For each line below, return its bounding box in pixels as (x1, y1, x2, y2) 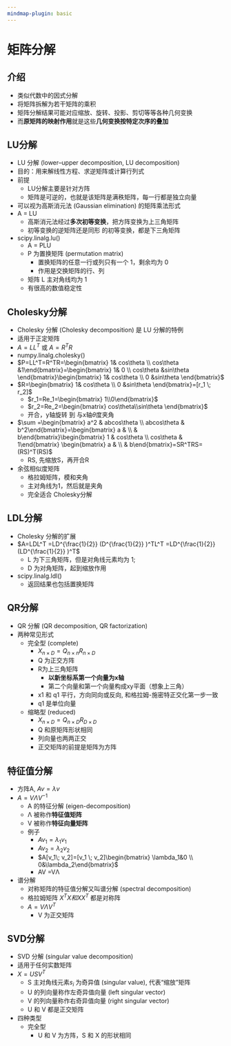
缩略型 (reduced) (27, 708, 76, 716)
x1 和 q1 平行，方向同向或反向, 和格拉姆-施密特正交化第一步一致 (37, 691, 219, 699)
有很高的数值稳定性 (27, 284, 83, 292)
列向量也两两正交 (37, 734, 87, 743)
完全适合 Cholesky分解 (27, 490, 92, 499)
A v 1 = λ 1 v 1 (37, 835, 67, 845)
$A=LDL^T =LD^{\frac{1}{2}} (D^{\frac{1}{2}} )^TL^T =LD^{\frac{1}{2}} (17, 539, 216, 548)
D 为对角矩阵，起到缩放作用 (27, 563, 107, 572)
